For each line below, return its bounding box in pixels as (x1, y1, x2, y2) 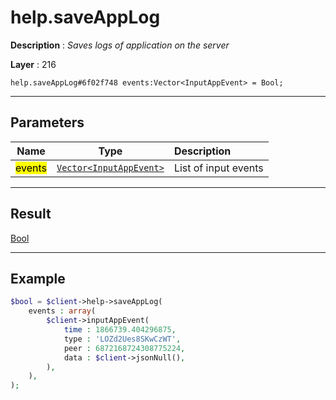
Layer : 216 (10, 58, 57, 70)
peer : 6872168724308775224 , (63, 343, 186, 353)
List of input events (173, 161, 264, 175)
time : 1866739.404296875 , (63, 325, 177, 335)
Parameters (10, 114, 85, 131)
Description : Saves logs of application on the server (10, 39, 230, 51)
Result (10, 206, 52, 223)
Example (10, 270, 66, 287)
